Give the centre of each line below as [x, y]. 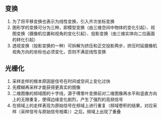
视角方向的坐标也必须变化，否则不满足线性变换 [59, 51]
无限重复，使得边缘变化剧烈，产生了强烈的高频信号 [72, 99]
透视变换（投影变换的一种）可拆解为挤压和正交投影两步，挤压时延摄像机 [84, 46]
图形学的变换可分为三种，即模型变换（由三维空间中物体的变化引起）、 [81, 27]
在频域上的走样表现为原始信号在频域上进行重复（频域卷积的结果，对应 [82, 105]
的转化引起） [25, 39]
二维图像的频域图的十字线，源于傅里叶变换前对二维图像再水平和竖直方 [82, 93]
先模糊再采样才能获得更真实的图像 [46, 87]
